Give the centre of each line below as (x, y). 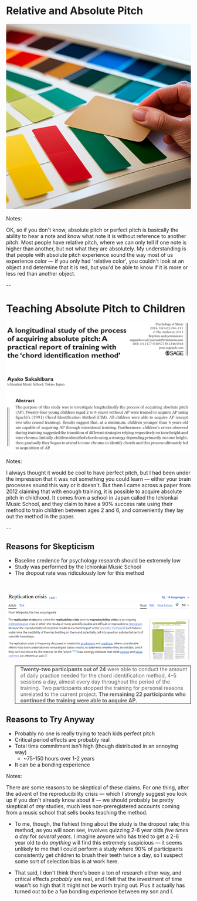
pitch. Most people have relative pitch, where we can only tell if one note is (96, 242)
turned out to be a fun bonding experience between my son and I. (94, 891)
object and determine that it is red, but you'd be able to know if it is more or (97, 267)
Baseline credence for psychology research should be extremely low (97, 561)
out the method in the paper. (40, 517)
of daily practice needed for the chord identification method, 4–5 (98, 676)
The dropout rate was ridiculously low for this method (79, 573)
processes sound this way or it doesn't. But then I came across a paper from (98, 485)
